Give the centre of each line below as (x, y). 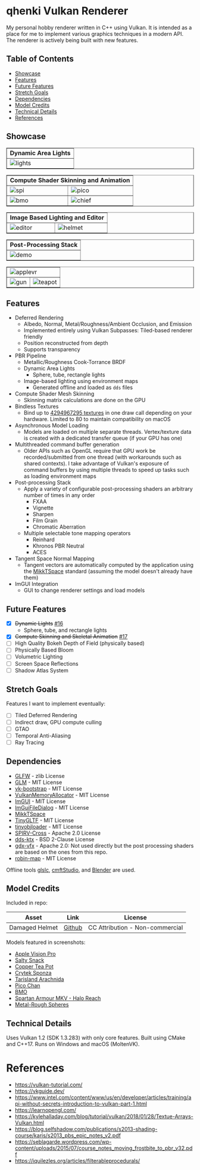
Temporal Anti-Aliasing (43, 736)
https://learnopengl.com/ (45, 1110)
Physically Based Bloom (44, 650)
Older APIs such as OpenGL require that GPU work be (90, 451)
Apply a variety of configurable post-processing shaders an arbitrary (108, 489)
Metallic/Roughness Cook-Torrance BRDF (75, 362)
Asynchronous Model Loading (52, 425)
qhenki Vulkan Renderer (67, 11)
